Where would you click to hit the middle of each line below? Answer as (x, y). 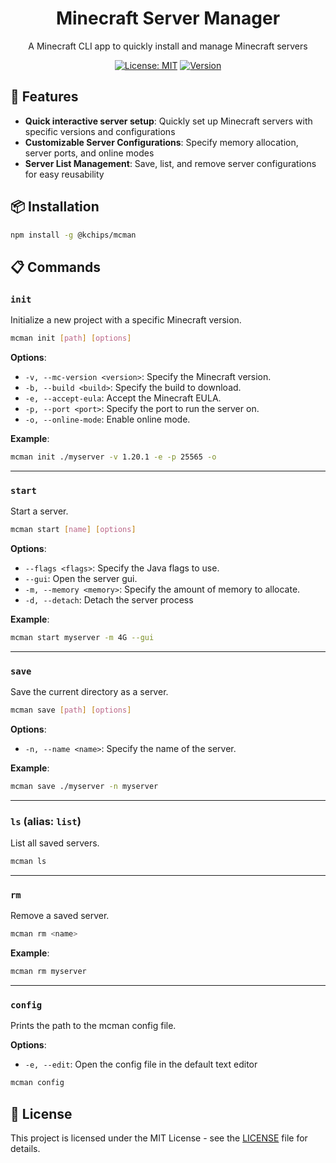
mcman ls (28, 862)
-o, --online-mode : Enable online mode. (107, 419)
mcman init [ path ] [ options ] (71, 338)
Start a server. (39, 511)
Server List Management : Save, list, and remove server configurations (170, 163)
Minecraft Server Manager (168, 18)
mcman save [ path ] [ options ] (71, 710)
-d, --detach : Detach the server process (109, 600)
